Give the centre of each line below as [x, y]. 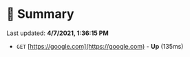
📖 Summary [40, 14]
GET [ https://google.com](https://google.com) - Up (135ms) [100, 46]
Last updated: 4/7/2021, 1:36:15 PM [57, 33]
